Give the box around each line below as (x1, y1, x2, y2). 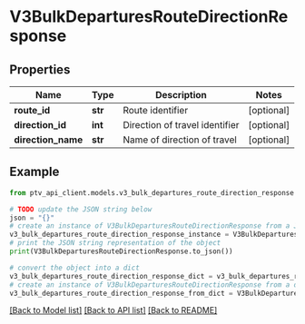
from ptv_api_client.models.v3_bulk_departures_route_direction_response (9, 188, 295, 197)
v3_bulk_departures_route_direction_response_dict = (9, 271, 213, 280)
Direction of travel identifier (122, 119, 240, 131)
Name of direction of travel (122, 133, 238, 146)
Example (9, 164, 60, 180)
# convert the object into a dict (9, 263, 141, 272)
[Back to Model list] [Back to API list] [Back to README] (9, 305, 218, 316)
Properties (9, 62, 71, 77)
